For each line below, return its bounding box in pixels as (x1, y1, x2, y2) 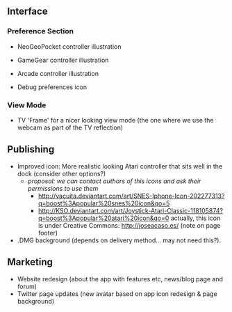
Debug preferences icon (17, 83, 88, 91)
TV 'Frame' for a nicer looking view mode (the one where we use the (17, 116, 214, 124)
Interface (7, 6, 48, 17)
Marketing (7, 256, 53, 268)
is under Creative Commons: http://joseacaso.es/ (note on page (38, 221, 221, 229)
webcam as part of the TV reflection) (17, 123, 124, 132)
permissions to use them (27, 184, 99, 192)
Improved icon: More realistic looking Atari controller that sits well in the (17, 162, 223, 170)
